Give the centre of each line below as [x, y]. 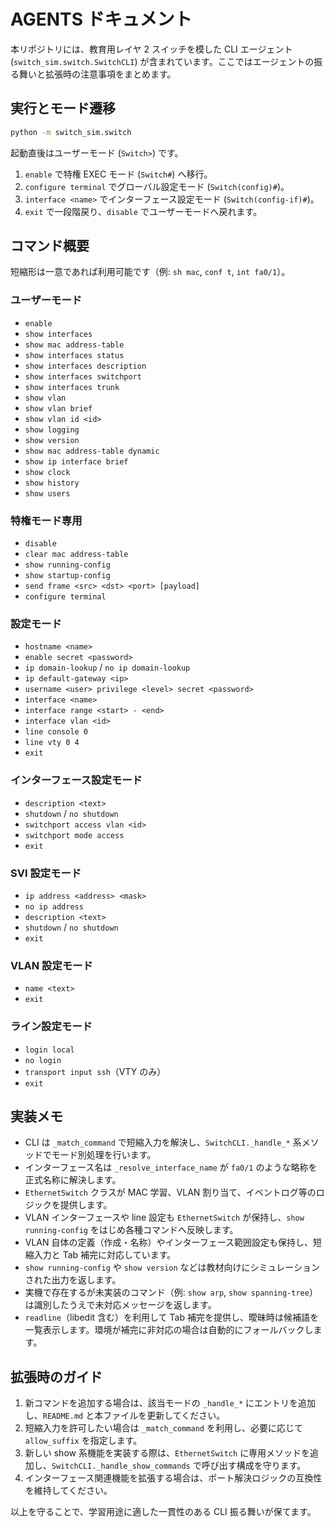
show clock [47, 472]
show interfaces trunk [72, 387]
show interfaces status [74, 355]
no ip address [54, 906]
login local [49, 1050]
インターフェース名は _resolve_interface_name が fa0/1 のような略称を [171, 1167]
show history [52, 483]
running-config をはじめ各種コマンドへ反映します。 [131, 1230]
